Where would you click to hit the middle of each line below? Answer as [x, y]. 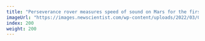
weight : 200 [21, 29]
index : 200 [20, 23]
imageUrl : [19, 17]
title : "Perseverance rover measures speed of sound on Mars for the [97, 12]
